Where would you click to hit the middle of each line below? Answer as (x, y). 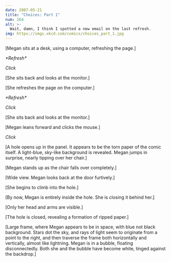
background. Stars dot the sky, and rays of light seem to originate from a (81, 232)
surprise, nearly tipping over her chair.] (46, 158)
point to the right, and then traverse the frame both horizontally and (76, 238)
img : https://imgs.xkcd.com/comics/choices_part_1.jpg (65, 34)
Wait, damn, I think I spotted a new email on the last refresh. (81, 29)
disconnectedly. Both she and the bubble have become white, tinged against (85, 248)
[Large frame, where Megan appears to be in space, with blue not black (80, 227)
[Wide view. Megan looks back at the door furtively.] (60, 177)
